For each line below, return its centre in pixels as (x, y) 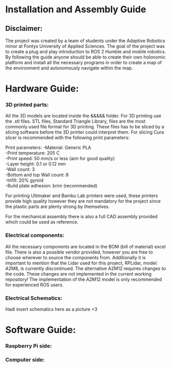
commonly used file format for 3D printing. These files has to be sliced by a (85, 127)
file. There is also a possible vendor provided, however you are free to (79, 252)
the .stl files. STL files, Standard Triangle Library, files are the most (76, 121)
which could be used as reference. (42, 222)
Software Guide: (41, 330)
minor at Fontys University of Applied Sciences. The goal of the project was (85, 46)
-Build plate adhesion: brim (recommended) (51, 186)
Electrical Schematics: (34, 298)
